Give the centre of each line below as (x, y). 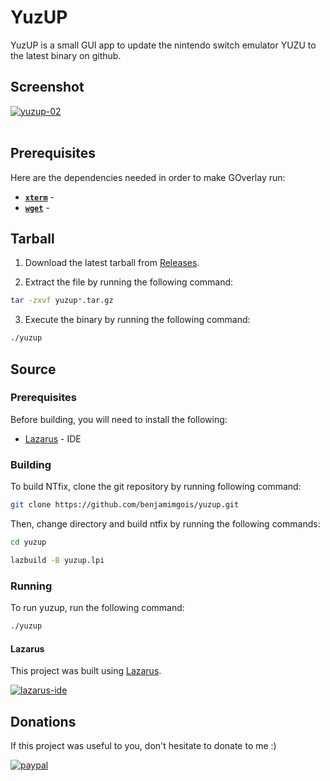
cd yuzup (28, 542)
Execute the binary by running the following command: (137, 320)
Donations (43, 721)
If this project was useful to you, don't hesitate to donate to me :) (143, 745)
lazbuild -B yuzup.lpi (57, 560)
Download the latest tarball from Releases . (112, 263)
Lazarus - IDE (53, 438)
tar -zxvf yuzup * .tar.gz (62, 301)
